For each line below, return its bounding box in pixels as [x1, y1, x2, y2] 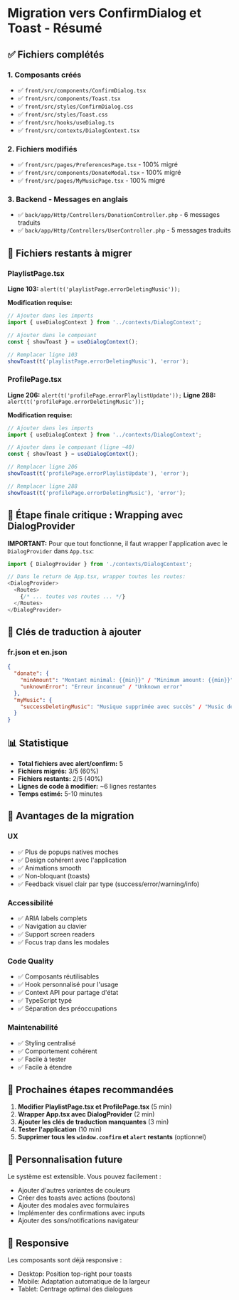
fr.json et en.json [7, 647, 68, 657]
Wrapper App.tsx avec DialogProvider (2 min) [17, 1110, 155, 1119]
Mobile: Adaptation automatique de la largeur [17, 1277, 151, 1286]
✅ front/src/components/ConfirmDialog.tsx [17, 85, 147, 94]
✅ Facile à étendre [17, 1062, 73, 1071]
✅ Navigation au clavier [17, 922, 87, 930]
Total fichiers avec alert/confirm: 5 [17, 760, 123, 768]
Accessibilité [7, 897, 53, 907]
